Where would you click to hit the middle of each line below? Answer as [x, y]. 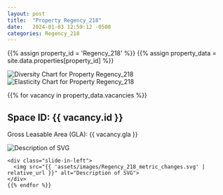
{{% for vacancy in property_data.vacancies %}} [77, 95]
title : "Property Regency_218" [54, 20]
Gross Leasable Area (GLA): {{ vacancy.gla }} [73, 135]
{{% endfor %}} [29, 186]
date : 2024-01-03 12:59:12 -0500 [59, 27]
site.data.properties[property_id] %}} [61, 61]
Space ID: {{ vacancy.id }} [65, 117]
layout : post [26, 14]
